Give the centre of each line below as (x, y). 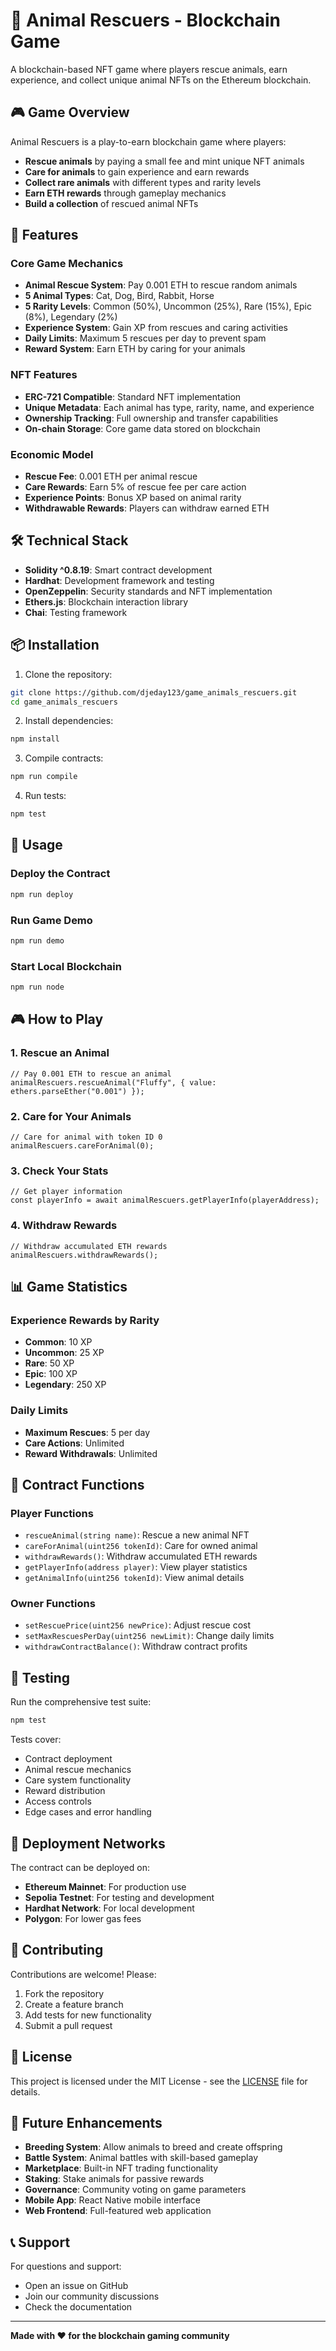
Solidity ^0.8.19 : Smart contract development (118, 570)
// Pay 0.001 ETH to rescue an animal (91, 1074)
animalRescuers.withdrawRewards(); (84, 1255)
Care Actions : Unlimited (74, 1443)
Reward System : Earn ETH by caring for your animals (135, 349)
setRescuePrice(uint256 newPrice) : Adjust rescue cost (137, 1625)
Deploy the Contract (60, 874)
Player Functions (52, 1513)
